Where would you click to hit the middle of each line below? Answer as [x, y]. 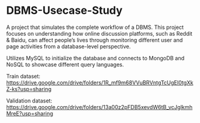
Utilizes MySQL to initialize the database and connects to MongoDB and [95, 58]
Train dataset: [23, 76]
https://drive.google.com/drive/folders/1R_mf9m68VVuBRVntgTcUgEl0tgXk [100, 83]
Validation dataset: [29, 101]
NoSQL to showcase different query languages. [65, 65]
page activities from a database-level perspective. [69, 46]
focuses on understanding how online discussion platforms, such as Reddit [99, 33]
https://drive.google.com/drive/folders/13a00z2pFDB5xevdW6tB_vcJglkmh [99, 107]
